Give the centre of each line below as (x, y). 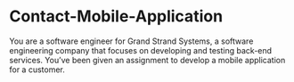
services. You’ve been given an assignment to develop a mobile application (147, 60)
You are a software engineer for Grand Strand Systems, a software (131, 41)
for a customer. (37, 70)
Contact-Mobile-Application (116, 16)
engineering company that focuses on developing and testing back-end (141, 50)
